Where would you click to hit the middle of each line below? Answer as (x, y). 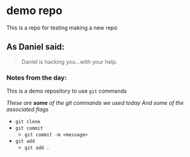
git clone (28, 122)
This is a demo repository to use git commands (66, 91)
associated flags (28, 109)
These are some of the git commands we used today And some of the (95, 103)
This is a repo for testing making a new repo (62, 28)
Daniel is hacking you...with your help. (69, 61)
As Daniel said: (36, 47)
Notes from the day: (37, 77)
